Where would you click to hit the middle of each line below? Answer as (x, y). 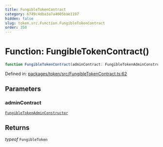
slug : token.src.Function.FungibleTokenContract (55, 23)
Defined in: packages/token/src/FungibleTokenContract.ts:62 (66, 74)
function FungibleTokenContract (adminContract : (54, 65)
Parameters (23, 89)
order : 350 (16, 28)
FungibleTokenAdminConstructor (37, 113)
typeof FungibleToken (26, 139)
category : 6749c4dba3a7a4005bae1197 (42, 14)
